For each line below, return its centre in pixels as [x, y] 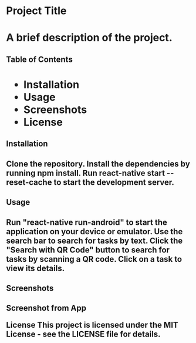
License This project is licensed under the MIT [92, 325]
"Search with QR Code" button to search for [88, 250]
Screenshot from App [46, 308]
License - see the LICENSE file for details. [83, 334]
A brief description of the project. [89, 38]
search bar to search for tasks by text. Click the [94, 240]
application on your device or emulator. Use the [94, 232]
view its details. [36, 268]
